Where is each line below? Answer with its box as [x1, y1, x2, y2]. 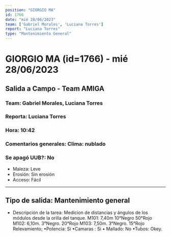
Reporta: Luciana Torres [5, 113, 66, 120]
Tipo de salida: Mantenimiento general [5, 196, 130, 204]
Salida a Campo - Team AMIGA [5, 84, 105, 93]
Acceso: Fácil [12, 176, 41, 182]
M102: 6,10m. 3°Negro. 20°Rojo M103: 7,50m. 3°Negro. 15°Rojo [12, 220, 145, 227]
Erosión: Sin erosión [12, 171, 55, 177]
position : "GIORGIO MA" [5, 7, 56, 13]
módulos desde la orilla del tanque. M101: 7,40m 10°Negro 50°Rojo [12, 215, 153, 221]
